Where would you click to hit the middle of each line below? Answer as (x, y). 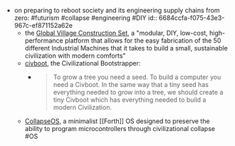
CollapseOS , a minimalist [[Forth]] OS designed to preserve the (117, 121)
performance (44, 41)
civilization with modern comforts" (75, 56)
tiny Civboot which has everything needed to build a (130, 100)
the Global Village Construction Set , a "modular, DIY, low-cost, (116, 33)
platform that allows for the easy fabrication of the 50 (143, 41)
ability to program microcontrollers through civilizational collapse (120, 129)
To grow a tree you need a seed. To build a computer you (137, 77)
